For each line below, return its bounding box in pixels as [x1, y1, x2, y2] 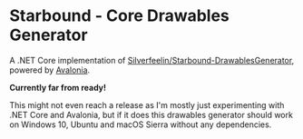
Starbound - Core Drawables [9, 5, 230, 26]
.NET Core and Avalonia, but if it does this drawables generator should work [9, 109, 293, 120]
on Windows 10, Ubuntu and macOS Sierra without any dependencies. [9, 119, 272, 130]
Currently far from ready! [9, 82, 107, 93]
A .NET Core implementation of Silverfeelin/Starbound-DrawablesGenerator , [9, 55, 295, 65]
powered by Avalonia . [9, 65, 91, 75]
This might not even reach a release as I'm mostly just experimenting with [9, 99, 285, 110]
